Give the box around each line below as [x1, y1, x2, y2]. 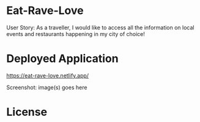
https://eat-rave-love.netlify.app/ [6, 71, 89, 79]
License [6, 105, 48, 119]
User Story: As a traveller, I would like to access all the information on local [6, 24, 194, 31]
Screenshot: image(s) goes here [6, 84, 87, 91]
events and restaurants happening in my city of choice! [6, 30, 146, 37]
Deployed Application [6, 52, 119, 66]
